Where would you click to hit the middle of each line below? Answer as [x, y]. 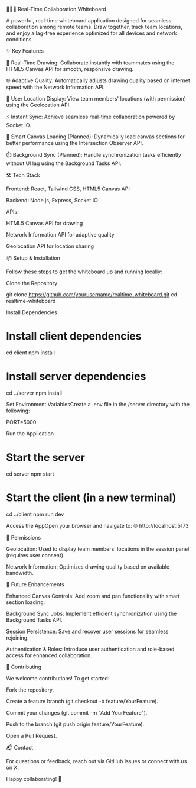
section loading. [26, 602]
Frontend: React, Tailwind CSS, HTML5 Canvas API [68, 189]
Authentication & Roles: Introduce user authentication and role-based [90, 649]
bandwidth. [20, 573]
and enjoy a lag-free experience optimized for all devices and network [92, 33]
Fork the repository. [30, 690]
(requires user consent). [35, 555]
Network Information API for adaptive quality [61, 235]
